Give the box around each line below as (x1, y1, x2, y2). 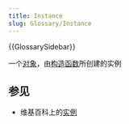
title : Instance (8, 11, 63, 20)
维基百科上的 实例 (19, 107, 77, 118)
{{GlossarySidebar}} (8, 41, 77, 51)
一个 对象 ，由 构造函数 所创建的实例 (8, 58, 122, 68)
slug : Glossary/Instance (8, 19, 92, 28)
